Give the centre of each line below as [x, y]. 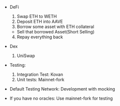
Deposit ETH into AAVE [40, 22]
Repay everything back [40, 37]
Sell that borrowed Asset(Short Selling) [56, 32]
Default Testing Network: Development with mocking [62, 89]
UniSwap [26, 56]
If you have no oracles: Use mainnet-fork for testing [61, 98]
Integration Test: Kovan [40, 74]
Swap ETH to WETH [37, 16]
